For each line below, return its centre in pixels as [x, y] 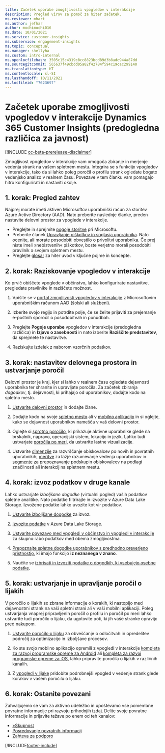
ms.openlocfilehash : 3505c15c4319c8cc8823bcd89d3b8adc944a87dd [71, 60]
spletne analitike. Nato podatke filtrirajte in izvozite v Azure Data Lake [75, 500]
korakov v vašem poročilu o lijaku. [46, 678]
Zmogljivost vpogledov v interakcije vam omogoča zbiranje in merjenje [77, 161]
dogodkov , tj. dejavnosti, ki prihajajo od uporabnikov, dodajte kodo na [75, 392]
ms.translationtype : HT [29, 69]
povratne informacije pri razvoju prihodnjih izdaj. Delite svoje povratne [76, 711]
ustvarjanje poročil [35, 370]
